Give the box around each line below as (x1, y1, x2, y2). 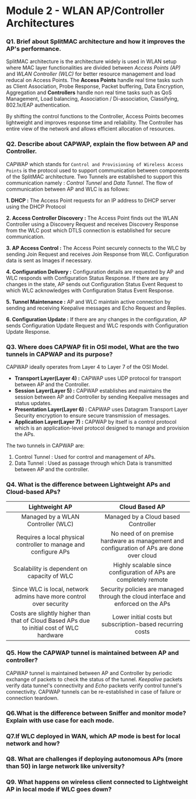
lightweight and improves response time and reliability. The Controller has (6, 119, 183, 126)
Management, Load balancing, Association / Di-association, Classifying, (6, 95, 179, 102)
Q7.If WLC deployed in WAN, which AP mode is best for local (6, 732, 181, 740)
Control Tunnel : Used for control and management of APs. (14, 454, 156, 461)
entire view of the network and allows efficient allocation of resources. (6, 125, 176, 132)
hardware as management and (100, 537, 184, 545)
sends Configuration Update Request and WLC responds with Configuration (6, 322, 188, 329)
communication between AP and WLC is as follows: (6, 186, 130, 193)
